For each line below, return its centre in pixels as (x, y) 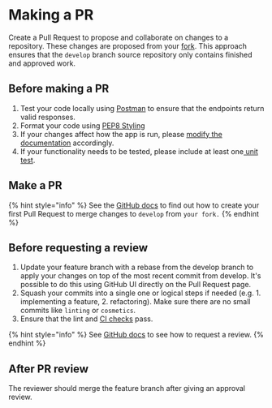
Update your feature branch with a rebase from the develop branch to (137, 267)
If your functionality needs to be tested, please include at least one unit (139, 151)
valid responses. (47, 117)
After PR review (49, 369)
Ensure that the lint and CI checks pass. (86, 319)
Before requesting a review (78, 248)
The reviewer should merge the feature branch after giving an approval (127, 389)
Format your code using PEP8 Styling (82, 125)
